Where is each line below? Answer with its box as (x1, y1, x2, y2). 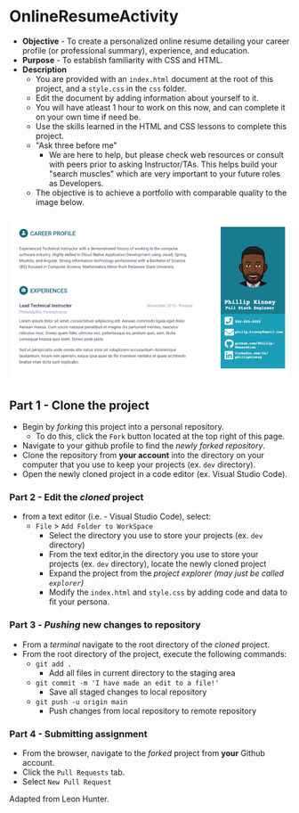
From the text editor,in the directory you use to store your (48, 549, 259, 560)
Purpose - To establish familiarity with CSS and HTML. (21, 54, 223, 65)
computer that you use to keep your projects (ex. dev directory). (21, 459, 256, 470)
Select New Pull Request (21, 776, 112, 786)
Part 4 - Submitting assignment (9, 727, 149, 740)
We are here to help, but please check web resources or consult (48, 149, 285, 160)
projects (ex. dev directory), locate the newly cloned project (48, 559, 267, 570)
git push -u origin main (35, 697, 128, 706)
